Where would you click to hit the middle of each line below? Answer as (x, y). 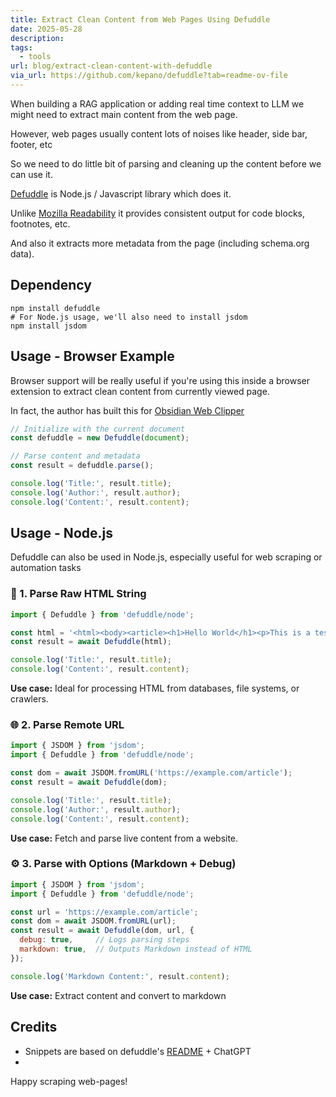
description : (37, 38)
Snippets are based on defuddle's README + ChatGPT (138, 1051)
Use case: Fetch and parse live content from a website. (124, 838)
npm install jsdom (48, 326)
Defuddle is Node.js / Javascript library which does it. (121, 193)
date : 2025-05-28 (46, 29)
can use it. (31, 174)
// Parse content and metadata (75, 456)
